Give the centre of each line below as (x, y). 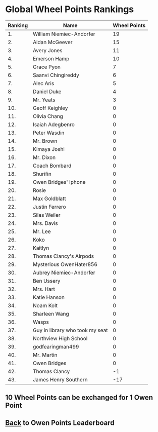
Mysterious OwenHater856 (65, 264)
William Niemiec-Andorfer (64, 34)
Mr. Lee (42, 231)
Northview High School (60, 338)
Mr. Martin (45, 355)
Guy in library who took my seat (70, 330)
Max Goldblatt (49, 199)
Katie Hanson (48, 297)
